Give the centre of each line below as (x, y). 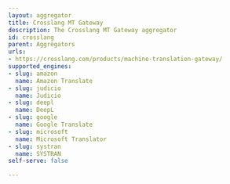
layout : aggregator (40, 15)
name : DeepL (35, 110)
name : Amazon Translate (54, 81)
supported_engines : (40, 67)
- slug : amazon (33, 74)
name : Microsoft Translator (61, 139)
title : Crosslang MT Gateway (56, 23)
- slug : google (33, 117)
